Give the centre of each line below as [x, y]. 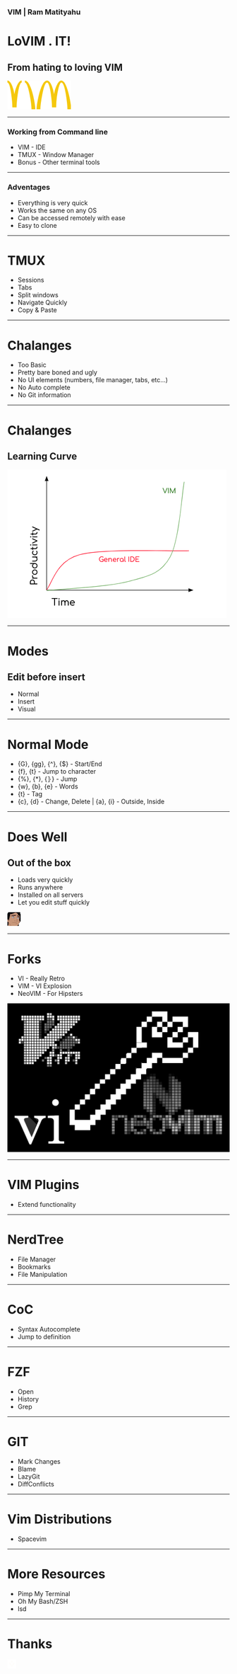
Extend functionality [47, 1204]
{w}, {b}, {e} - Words [48, 786]
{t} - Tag [30, 794]
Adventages [29, 188]
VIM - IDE [31, 147]
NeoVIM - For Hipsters [50, 994]
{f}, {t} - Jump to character [57, 772]
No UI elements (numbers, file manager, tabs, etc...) [92, 380]
